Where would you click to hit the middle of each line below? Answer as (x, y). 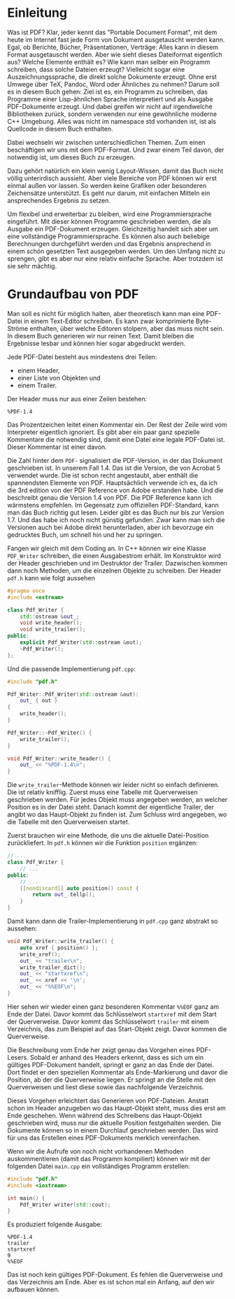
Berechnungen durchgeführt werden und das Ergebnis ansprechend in (109, 243)
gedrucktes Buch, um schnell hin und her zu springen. (85, 534)
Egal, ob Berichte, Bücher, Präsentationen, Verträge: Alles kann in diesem (113, 47)
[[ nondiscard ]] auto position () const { (79, 888)
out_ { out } (39, 701)
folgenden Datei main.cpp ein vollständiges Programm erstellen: (99, 1166)
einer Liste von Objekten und (59, 378)
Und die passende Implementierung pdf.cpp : (72, 668)
